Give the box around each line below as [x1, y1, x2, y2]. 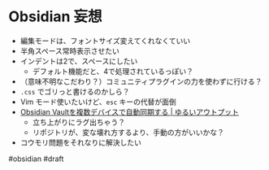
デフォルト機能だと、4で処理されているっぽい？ [32, 66, 193, 76]
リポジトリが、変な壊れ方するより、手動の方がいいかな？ [32, 127, 225, 137]
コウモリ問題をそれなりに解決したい [20, 137, 142, 147]
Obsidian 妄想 [8, 7, 103, 26]
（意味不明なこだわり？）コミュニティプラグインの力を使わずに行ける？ [20, 76, 262, 86]
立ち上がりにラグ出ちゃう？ [32, 117, 126, 127]
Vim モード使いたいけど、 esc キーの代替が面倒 [20, 97, 176, 107]
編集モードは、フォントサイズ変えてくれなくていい [20, 36, 191, 46]
